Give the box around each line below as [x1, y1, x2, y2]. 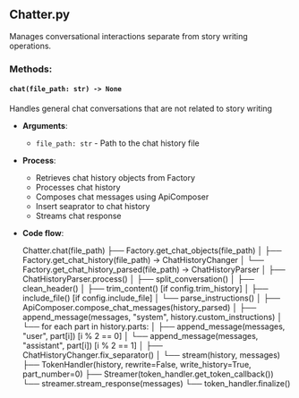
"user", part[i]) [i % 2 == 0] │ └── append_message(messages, [21, 330, 259, 341]
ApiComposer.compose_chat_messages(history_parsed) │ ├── [21, 301, 257, 312]
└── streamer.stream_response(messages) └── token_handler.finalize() [21, 377, 291, 388]
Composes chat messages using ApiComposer [35, 191, 209, 202]
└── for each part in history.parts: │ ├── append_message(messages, [21, 321, 286, 332]
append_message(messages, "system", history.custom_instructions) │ [21, 311, 283, 322]
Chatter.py [9, 7, 71, 22]
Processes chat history [35, 182, 121, 192]
